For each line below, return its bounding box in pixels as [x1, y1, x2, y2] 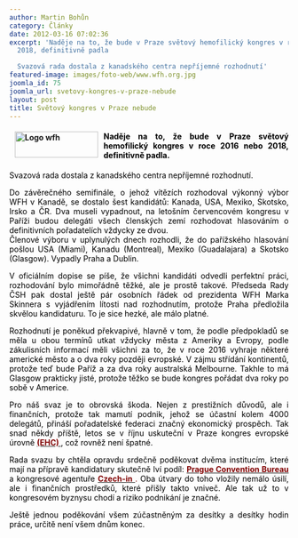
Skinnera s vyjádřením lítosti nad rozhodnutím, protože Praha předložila [9, 299, 289, 309]
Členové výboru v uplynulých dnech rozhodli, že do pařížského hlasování [9, 234, 289, 245]
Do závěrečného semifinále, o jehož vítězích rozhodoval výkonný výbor [9, 187, 289, 197]
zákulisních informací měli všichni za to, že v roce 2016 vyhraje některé [9, 344, 289, 355]
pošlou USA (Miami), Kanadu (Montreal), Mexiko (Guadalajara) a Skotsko [9, 244, 289, 254]
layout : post [9, 95, 58, 104]
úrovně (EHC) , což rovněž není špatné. [9, 437, 153, 447]
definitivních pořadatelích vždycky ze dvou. [9, 224, 169, 236]
